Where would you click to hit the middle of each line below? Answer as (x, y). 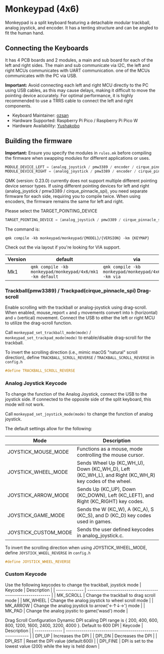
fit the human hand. (25, 33)
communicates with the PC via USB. (41, 75)
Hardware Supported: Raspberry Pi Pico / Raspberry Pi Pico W (75, 120)
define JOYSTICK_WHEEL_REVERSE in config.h (48, 552)
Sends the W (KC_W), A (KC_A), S (115, 509)
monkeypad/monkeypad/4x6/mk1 (65, 272)
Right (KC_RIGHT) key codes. (110, 501)
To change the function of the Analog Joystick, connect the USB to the (76, 394)
